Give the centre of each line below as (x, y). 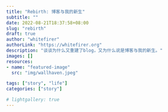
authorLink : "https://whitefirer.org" (54, 45)
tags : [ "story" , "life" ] (37, 83)
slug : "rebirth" (26, 28)
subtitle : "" (22, 17)
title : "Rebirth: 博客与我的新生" (46, 12)
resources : (20, 61)
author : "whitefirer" (33, 39)
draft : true (21, 34)
